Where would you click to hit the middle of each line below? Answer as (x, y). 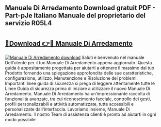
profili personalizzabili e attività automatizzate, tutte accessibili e (70, 104)
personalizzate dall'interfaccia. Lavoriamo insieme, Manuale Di (67, 109)
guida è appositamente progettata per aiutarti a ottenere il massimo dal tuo (80, 68)
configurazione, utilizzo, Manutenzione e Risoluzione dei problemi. (72, 78)
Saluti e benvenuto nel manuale (113, 57)
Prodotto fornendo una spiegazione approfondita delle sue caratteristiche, (79, 73)
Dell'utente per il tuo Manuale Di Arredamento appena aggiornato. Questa (79, 63)
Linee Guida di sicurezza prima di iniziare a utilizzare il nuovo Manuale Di (78, 89)
